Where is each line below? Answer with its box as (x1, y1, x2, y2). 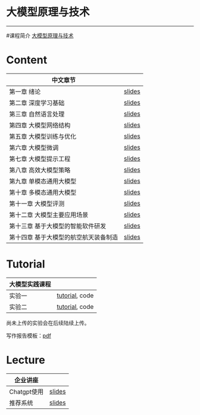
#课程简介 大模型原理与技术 (6, 32, 74, 39)
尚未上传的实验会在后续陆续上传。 (6, 319, 90, 326)
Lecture (6, 353, 46, 367)
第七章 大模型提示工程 (9, 155, 71, 163)
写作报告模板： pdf (6, 332, 52, 339)
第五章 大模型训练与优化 (9, 132, 77, 140)
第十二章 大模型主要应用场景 (9, 210, 89, 219)
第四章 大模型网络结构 (9, 121, 71, 129)
